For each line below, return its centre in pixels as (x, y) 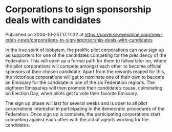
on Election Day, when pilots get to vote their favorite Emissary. (72, 93)
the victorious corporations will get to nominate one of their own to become (85, 77)
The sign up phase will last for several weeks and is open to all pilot (76, 103)
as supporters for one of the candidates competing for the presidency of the (86, 55)
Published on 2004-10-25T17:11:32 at (44, 34)
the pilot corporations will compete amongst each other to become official (83, 66)
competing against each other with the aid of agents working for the (77, 119)
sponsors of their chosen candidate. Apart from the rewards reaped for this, (85, 71)
